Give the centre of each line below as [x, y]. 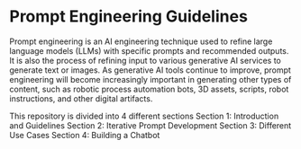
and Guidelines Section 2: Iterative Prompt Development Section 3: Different [150, 125]
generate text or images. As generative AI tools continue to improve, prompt [150, 70]
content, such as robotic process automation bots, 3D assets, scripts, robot [149, 89]
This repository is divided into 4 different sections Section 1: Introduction [144, 116]
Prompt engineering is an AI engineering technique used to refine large [141, 41]
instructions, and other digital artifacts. [81, 98]
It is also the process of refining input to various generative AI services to [145, 60]
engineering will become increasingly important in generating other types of [150, 79]
